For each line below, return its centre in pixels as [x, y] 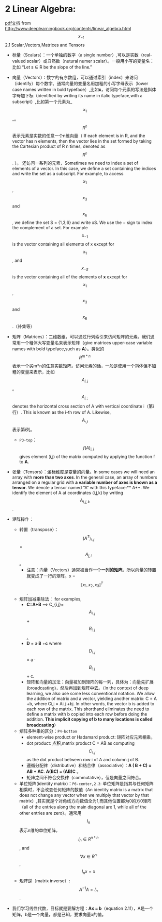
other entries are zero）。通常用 [50, 813]
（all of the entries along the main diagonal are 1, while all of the [83, 807]
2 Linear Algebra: [40, 9]
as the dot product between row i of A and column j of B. [83, 760]
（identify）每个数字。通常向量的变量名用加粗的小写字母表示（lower [80, 83]
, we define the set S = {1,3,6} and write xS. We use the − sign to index [82, 222]
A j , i [88, 555]
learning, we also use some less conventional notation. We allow [90, 693]
